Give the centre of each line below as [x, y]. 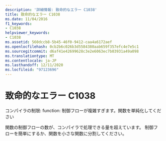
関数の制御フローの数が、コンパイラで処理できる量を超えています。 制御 [80, 127]
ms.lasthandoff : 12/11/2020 [34, 65]
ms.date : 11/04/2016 [27, 19]
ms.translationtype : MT [30, 56]
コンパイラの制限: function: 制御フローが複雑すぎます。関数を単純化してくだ [83, 110]
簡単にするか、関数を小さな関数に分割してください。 [73, 133]
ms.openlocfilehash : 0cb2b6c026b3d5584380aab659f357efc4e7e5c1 [72, 47]
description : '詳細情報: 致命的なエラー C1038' [51, 10]
